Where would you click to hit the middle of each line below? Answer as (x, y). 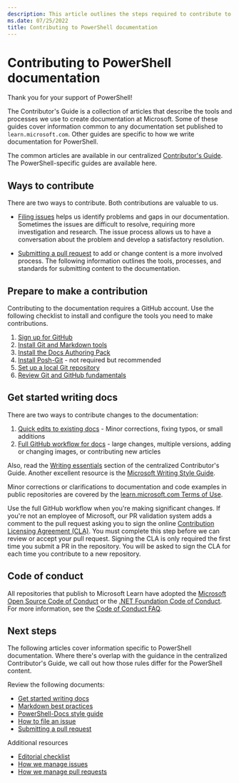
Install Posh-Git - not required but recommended (90, 360)
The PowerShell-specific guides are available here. (82, 163)
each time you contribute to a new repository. (74, 554)
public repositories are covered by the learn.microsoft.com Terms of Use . (115, 494)
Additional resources (38, 743)
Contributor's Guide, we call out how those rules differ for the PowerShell (115, 663)
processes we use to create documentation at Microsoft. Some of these (113, 119)
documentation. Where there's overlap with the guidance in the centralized (117, 656)
